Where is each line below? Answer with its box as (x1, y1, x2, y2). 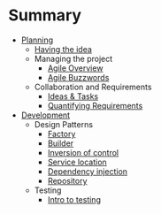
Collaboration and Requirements (34, 81, 152, 92)
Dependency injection (47, 165, 128, 177)
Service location (47, 157, 107, 167)
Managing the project (34, 53, 113, 64)
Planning (20, 34, 54, 45)
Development (20, 110, 71, 120)
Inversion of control (47, 147, 119, 157)
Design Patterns (34, 118, 94, 129)
